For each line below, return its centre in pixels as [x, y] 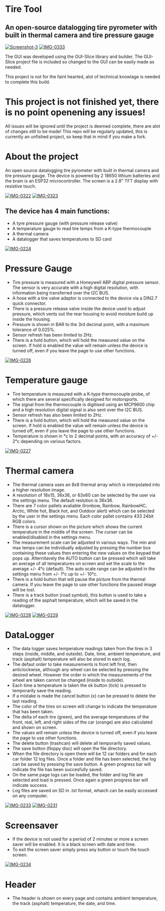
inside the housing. [32, 319]
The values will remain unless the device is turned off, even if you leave [85, 733]
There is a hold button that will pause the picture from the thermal [79, 579]
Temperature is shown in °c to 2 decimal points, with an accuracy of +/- [85, 436]
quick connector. [29, 303]
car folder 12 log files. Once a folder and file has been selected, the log [84, 759]
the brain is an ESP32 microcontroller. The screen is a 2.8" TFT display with [82, 181]
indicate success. [30, 785]
